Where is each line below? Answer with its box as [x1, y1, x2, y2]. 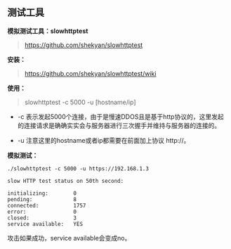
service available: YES [7, 220, 83, 227]
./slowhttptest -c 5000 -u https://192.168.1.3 [7, 165, 150, 172]
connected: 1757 [7, 202, 86, 209]
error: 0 [7, 208, 77, 215]
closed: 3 [7, 214, 77, 222]
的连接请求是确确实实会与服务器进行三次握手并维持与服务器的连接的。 [17, 121, 221, 129]
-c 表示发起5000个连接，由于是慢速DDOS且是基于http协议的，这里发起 [17, 112, 224, 121]
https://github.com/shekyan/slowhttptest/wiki [24, 69, 157, 77]
